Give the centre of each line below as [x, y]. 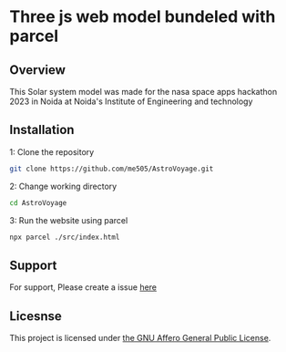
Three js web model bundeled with [143, 17]
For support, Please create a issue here [83, 287]
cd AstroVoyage [38, 202]
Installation [42, 130]
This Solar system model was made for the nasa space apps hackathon [143, 92]
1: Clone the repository [52, 151]
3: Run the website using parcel [69, 220]
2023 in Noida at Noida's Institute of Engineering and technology [131, 101]
